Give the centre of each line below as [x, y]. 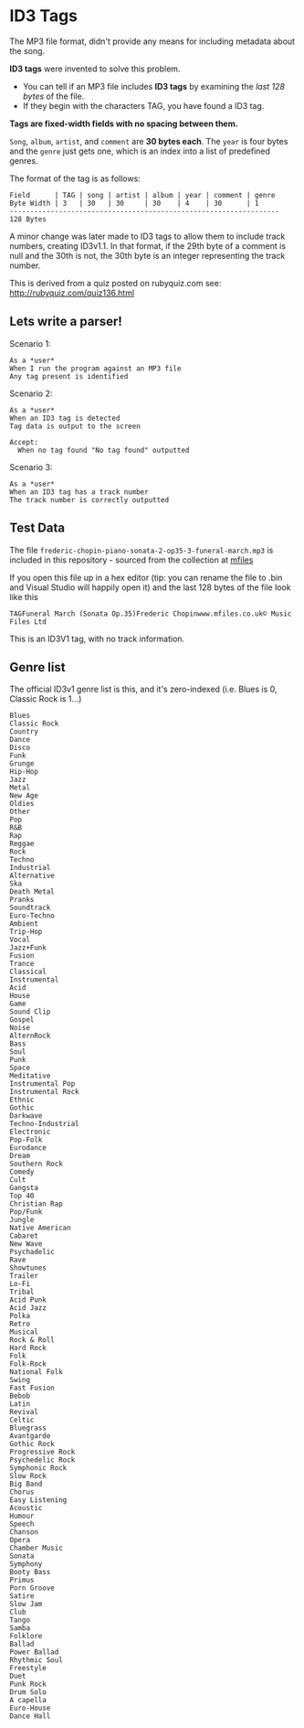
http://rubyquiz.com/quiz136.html [72, 293]
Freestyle [28, 1669]
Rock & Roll [32, 1340]
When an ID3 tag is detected [65, 418]
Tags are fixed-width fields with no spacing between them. [124, 123]
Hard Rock [28, 1348]
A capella [28, 1701]
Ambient [24, 924]
